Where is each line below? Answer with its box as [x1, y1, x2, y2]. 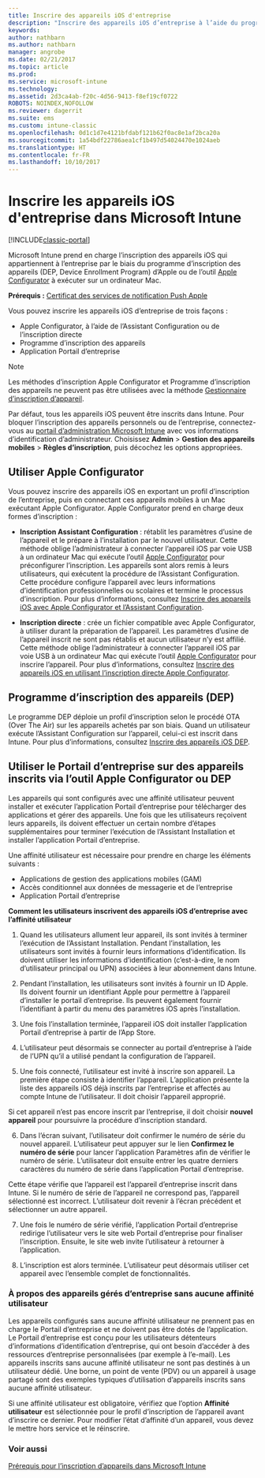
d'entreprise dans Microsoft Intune [8, 209, 242, 227]
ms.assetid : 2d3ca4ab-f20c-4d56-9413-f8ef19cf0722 [8, 92, 178, 100]
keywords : [8, 26, 41, 34]
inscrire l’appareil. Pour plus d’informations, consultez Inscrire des [19, 660, 235, 669]
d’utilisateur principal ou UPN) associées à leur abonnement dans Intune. [19, 964, 257, 973]
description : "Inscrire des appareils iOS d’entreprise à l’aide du [8, 19, 238, 27]
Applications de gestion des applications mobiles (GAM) [19, 874, 203, 884]
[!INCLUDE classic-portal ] [8, 235, 91, 245]
